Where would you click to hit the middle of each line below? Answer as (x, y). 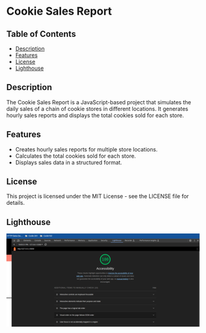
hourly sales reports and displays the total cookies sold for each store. (95, 115)
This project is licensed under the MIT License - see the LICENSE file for (97, 196)
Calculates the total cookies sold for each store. (75, 156)
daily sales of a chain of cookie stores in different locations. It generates (97, 109)
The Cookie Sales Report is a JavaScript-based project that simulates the (99, 102)
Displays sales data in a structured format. (69, 162)
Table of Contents (41, 34)
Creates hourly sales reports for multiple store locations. (86, 149)
